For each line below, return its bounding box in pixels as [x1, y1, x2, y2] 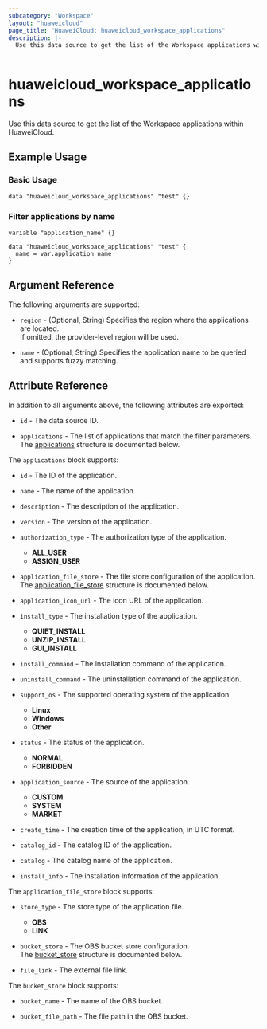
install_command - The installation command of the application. [19, 658, 226, 668]
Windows [31, 713, 64, 723]
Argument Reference [8, 278, 114, 292]
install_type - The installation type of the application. [19, 611, 198, 620]
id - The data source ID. [19, 415, 99, 425]
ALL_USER [31, 548, 68, 557]
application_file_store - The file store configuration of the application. [19, 571, 256, 581]
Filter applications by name [8, 210, 115, 222]
